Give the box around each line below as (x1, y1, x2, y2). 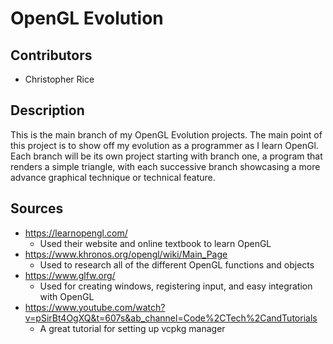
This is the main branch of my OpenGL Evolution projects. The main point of (10, 128, 323, 141)
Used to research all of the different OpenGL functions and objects (39, 258, 315, 271)
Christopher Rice (24, 73, 95, 85)
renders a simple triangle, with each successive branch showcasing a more (10, 160, 321, 172)
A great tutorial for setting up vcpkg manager (39, 322, 226, 334)
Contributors (10, 47, 93, 64)
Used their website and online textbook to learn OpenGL (39, 237, 272, 249)
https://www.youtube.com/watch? (24, 301, 166, 313)
